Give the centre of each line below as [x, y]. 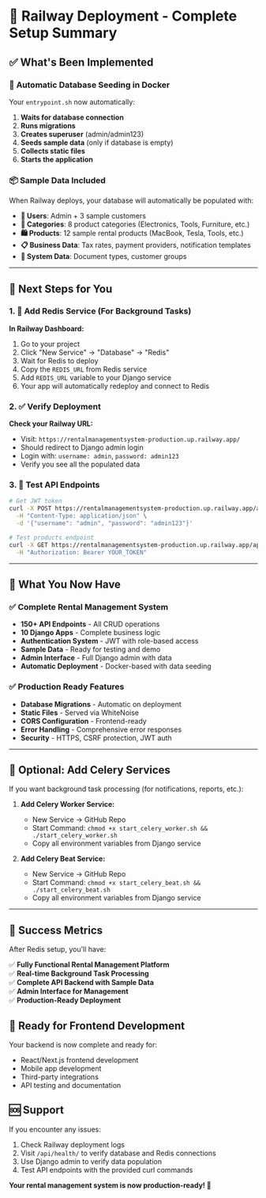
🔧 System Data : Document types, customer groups [103, 257]
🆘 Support [36, 1111]
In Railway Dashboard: [47, 329]
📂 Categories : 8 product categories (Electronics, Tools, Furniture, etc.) [135, 224]
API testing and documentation [71, 1085]
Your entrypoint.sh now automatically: [72, 101]
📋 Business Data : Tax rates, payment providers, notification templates [135, 245]
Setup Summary [63, 33]
